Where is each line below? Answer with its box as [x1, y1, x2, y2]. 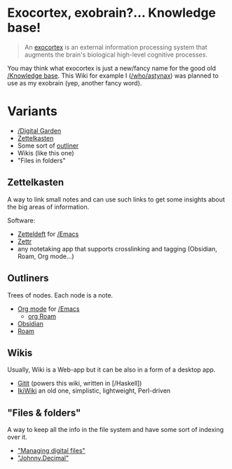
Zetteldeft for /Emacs [17, 230, 79, 238]
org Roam [27, 311, 57, 320]
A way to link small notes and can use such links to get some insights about [7, 195, 226, 204]
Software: [7, 216, 36, 225]
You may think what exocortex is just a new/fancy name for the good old [7, 64, 216, 72]
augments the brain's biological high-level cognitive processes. [24, 50, 208, 59]
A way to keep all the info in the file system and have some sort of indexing [7, 426, 224, 434]
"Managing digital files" [17, 447, 86, 455]
